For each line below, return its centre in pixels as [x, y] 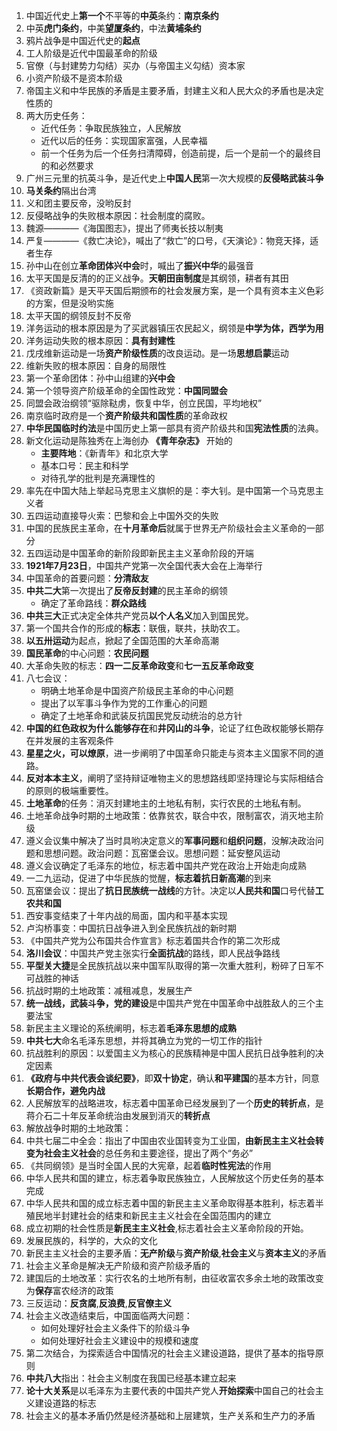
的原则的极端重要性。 [69, 790]
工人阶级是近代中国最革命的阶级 [91, 53]
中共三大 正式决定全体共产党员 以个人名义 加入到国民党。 [139, 615]
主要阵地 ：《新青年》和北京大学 [104, 453]
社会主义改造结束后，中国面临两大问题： [109, 1315]
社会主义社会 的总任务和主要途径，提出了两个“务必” [148, 1153]
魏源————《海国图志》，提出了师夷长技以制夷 [124, 228]
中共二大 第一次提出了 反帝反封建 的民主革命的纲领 [126, 590]
